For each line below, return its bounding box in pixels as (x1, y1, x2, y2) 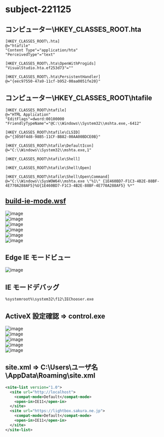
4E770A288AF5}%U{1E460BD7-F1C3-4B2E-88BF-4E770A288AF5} (5, 183, 126, 188)
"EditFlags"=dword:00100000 (5, 116, 65, 121)
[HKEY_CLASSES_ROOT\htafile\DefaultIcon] (5, 143, 94, 148)
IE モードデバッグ (5, 283, 60, 291)
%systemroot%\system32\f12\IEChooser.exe (5, 297, 94, 302)
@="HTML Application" (5, 112, 51, 117)
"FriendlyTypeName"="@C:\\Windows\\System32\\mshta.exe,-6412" (5, 121, 142, 126)
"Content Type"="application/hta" (5, 48, 78, 53)
